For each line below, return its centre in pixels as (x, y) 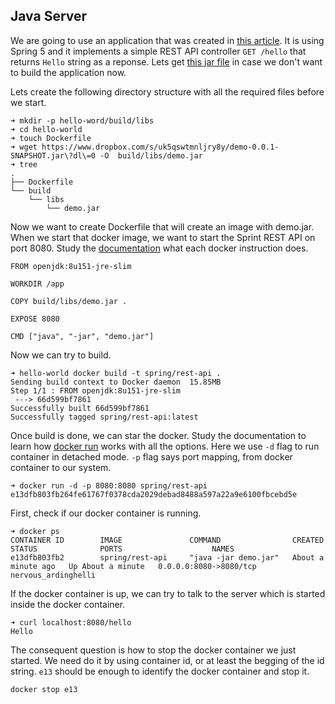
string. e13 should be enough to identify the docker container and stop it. (160, 671)
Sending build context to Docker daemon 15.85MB (116, 382)
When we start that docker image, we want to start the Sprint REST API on (163, 237)
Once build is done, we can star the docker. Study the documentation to (158, 435)
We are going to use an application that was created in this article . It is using (167, 40)
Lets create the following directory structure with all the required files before (167, 91)
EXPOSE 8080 (35, 319)
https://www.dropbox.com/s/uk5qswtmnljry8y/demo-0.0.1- (160, 147)
